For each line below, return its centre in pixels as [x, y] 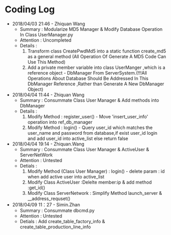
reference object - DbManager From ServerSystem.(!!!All [87, 73]
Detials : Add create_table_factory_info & [62, 221]
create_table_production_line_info [55, 227]
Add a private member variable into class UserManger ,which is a [97, 67]
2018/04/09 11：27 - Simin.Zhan [46, 205]
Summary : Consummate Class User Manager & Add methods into [89, 100]
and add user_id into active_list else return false [78, 138]
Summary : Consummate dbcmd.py [57, 210]
